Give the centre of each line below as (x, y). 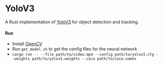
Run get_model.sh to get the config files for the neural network (74, 49)
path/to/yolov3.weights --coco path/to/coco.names (84, 59)
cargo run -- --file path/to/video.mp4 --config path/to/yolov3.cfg (83, 55)
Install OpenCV (27, 44)
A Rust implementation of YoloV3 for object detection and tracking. (72, 22)
